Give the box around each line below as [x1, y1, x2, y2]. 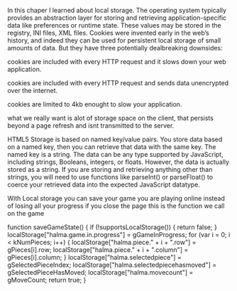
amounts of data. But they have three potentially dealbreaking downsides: [7, 44, 224, 52]
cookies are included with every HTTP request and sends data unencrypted [7, 79, 229, 87]
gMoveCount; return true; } [7, 276, 87, 284]
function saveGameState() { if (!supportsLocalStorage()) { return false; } [7, 223, 218, 231]
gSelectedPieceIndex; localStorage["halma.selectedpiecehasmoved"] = [7, 260, 217, 269]
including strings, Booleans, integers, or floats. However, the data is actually [7, 158, 229, 166]
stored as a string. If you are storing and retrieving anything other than [7, 165, 213, 173]
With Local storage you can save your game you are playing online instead [7, 194, 226, 202]
